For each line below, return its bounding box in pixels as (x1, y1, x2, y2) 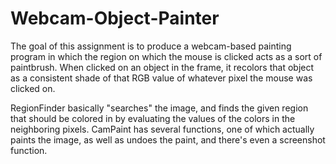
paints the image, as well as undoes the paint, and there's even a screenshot (10, 133, 326, 146)
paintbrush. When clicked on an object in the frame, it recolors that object (10, 61, 315, 73)
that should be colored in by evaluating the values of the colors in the (10, 112, 296, 124)
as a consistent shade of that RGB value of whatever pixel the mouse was (10, 72, 313, 84)
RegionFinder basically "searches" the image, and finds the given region (10, 102, 309, 114)
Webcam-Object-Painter (10, 7, 220, 30)
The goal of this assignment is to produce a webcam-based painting (10, 40, 292, 52)
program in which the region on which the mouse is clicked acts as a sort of (10, 50, 323, 62)
